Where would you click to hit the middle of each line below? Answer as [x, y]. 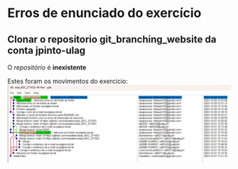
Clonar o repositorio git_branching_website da [112, 39]
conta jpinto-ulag [47, 50]
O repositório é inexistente [47, 67]
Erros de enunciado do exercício [104, 13]
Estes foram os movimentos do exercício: [67, 81]
